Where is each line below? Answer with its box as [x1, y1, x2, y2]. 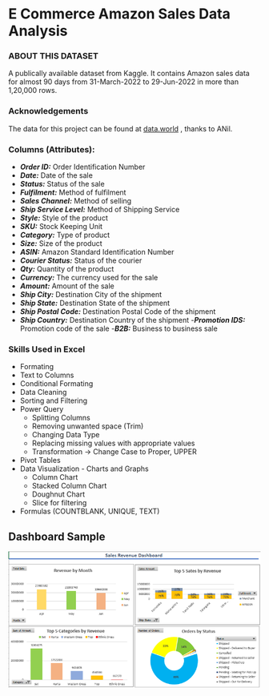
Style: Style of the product [19, 213, 108, 223]
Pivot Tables [19, 456, 62, 465]
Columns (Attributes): [8, 143, 95, 155]
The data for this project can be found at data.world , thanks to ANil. [8, 123, 233, 133]
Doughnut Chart [31, 489, 86, 499]
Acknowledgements [8, 106, 89, 117]
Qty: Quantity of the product [19, 264, 114, 274]
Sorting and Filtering [19, 396, 88, 405]
